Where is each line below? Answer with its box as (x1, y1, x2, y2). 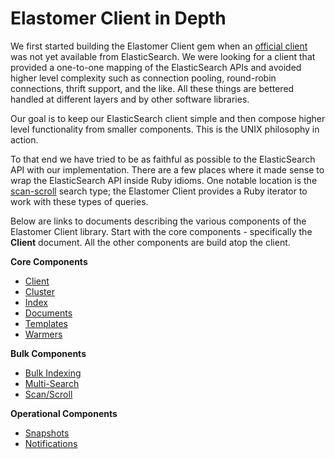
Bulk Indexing (24, 367, 82, 379)
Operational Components (10, 407, 118, 419)
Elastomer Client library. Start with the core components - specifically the (10, 225, 313, 237)
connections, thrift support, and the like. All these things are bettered (10, 82, 295, 94)
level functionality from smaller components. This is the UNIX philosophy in (10, 123, 320, 135)
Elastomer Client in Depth (10, 7, 227, 30)
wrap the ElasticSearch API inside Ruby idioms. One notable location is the (10, 174, 318, 186)
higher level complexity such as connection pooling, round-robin (10, 72, 277, 84)
